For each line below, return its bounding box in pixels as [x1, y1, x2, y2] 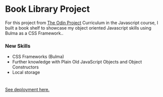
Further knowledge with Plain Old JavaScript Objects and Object [12, 59, 142, 65]
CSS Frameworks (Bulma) [12, 54, 65, 60]
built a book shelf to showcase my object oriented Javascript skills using [5, 25, 152, 31]
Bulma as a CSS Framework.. [5, 30, 64, 36]
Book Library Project [5, 3, 90, 15]
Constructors [12, 64, 39, 70]
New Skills [5, 42, 31, 49]
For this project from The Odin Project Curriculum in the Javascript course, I [5, 20, 158, 26]
